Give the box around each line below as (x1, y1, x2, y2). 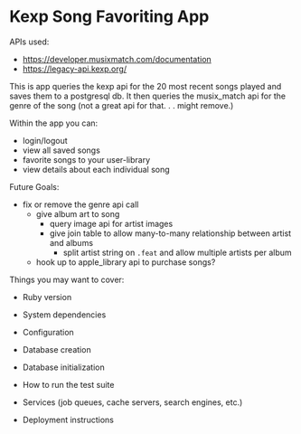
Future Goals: (9, 181, 60, 192)
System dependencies (22, 309, 107, 320)
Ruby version (22, 291, 72, 302)
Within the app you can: (9, 118, 99, 128)
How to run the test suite (22, 379, 115, 390)
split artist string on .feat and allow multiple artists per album (62, 247, 292, 258)
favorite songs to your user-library (22, 154, 151, 165)
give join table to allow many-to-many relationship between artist (49, 228, 292, 239)
